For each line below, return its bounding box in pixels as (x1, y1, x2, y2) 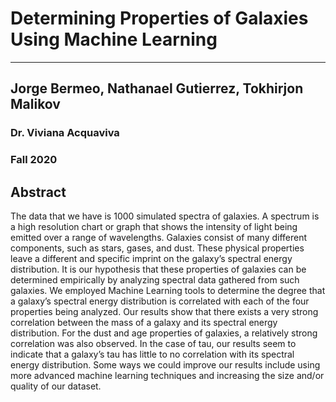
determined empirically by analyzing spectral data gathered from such (10, 273, 300, 286)
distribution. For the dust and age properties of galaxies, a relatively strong (10, 327, 318, 339)
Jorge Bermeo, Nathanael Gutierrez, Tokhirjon (10, 80, 304, 97)
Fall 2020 (10, 153, 58, 167)
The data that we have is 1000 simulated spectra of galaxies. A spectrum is (10, 210, 320, 222)
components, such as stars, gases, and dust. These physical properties (10, 242, 305, 254)
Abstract (10, 183, 67, 201)
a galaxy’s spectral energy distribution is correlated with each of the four (10, 295, 310, 307)
